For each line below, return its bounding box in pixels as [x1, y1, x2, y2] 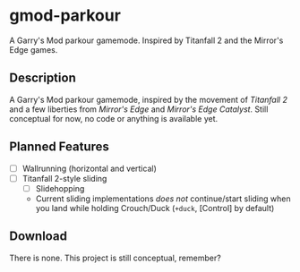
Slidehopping [35, 183, 85, 193]
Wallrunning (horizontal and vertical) [21, 163, 157, 174]
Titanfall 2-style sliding [21, 173, 107, 183]
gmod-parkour [9, 5, 121, 26]
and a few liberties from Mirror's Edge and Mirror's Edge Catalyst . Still [9, 104, 269, 115]
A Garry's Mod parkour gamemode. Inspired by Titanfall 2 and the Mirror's [9, 35, 284, 46]
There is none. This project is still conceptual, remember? [9, 252, 221, 263]
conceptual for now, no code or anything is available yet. [9, 113, 219, 123]
